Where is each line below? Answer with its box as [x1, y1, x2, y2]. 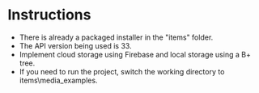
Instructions [7, 6, 91, 24]
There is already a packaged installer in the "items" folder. [19, 32, 214, 42]
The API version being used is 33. [19, 40, 132, 50]
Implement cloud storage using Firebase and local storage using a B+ [19, 49, 252, 59]
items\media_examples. [19, 75, 98, 85]
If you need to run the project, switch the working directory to [19, 66, 225, 76]
